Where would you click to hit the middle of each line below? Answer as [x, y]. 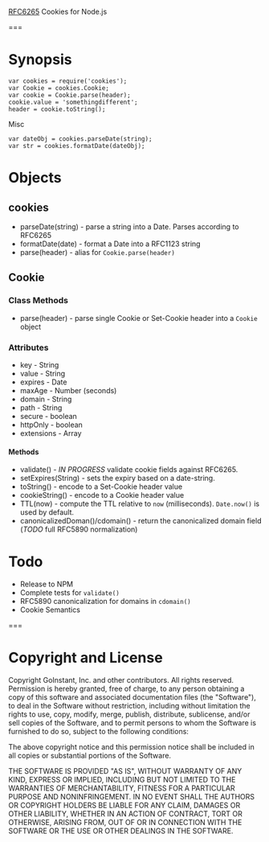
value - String [43, 373]
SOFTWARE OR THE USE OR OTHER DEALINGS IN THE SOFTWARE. [121, 831]
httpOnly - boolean [51, 425]
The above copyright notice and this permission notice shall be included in [131, 747]
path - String [41, 407]
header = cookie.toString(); [57, 109]
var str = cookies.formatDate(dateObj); [77, 146]
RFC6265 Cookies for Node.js [58, 12]
